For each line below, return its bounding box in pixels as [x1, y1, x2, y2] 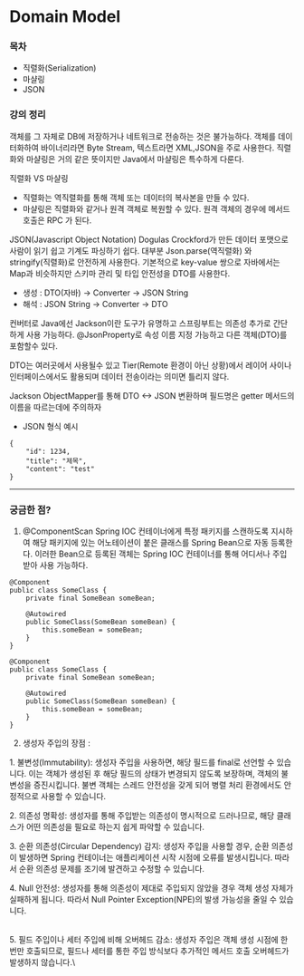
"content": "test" [25, 464, 95, 473]
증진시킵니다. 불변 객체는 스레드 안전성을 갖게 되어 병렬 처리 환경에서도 [33, 779, 282, 790]
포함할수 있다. [9, 340, 59, 351]
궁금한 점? [9, 503, 52, 516]
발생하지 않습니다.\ [9, 957, 76, 968]
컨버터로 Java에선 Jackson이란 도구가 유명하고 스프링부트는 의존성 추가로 [9, 317, 271, 328]
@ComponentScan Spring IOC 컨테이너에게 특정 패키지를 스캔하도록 [22, 526, 270, 536]
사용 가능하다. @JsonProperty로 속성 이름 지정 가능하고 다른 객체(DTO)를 [25, 329, 288, 340]
